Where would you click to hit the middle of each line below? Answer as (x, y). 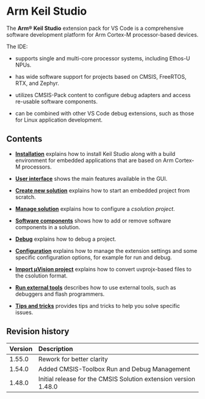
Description (56, 348)
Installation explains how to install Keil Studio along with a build (95, 153)
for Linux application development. (59, 120)
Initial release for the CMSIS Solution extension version (117, 379)
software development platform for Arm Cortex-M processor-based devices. (103, 34)
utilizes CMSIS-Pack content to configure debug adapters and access (103, 95)
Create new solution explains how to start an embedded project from (103, 190)
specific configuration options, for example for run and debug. (93, 257)
